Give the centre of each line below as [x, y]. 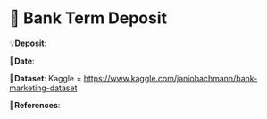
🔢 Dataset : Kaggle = [46, 78]
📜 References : [35, 105]
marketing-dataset [43, 88]
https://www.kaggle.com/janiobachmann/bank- [171, 78]
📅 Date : [22, 61]
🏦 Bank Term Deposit [88, 18]
